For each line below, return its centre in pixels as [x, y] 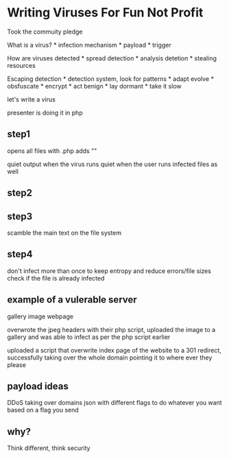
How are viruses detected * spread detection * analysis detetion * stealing [112, 58]
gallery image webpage [40, 316]
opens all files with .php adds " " [52, 151]
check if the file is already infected [56, 278]
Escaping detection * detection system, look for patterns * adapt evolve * [111, 79]
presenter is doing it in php [45, 113]
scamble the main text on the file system [64, 233]
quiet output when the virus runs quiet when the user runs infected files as [112, 164]
